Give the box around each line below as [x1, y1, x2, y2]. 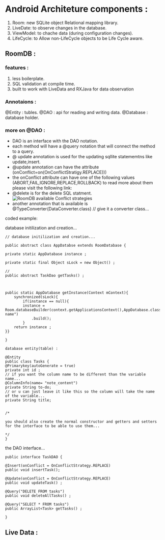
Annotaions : [5, 98, 37, 105]
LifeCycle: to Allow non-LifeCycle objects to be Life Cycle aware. [12, 35, 144, 41]
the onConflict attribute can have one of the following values [12, 174, 135, 180]
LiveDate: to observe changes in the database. [12, 25, 107, 30]
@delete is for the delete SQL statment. [12, 190, 92, 196]
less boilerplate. [12, 75, 45, 82]
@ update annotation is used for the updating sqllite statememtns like [12, 154, 153, 160]
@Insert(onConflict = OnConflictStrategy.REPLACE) [5, 463, 111, 468]
